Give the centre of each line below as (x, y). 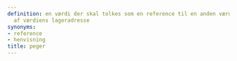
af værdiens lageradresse (52, 20)
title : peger (26, 46)
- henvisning (26, 40)
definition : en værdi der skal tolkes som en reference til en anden (112, 14)
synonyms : (22, 27)
